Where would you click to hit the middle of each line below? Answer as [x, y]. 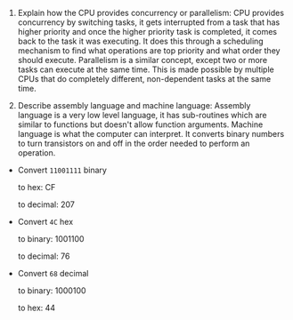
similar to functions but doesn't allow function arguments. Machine [140, 124]
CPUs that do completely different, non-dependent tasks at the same [144, 79]
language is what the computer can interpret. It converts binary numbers [151, 134]
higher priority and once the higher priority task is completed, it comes [147, 32]
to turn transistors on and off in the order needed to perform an [134, 143]
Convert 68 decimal [53, 273]
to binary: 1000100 [52, 291]
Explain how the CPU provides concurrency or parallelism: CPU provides [151, 13]
